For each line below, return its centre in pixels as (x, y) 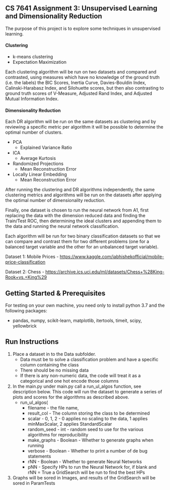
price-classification (25, 262)
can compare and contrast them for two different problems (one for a (77, 241)
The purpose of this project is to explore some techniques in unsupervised (83, 28)
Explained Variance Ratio (46, 148)
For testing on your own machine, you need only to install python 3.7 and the (85, 305)
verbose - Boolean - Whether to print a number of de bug (88, 451)
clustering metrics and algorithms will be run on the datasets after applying (83, 195)
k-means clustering (33, 57)
